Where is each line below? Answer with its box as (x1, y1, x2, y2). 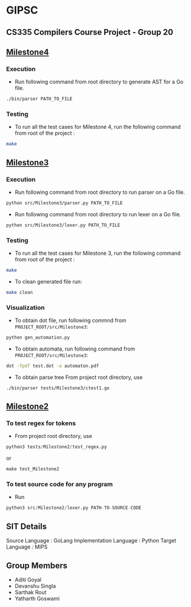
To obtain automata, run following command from (14, 345, 135, 352)
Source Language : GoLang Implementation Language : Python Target (6, 537, 176, 544)
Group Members (6, 560, 68, 570)
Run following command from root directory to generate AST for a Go (14, 78, 184, 86)
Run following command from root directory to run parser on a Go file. (14, 189, 185, 196)
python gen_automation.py (6, 335, 70, 340)
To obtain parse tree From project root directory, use (14, 374, 143, 381)
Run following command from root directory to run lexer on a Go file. (14, 210, 182, 218)
